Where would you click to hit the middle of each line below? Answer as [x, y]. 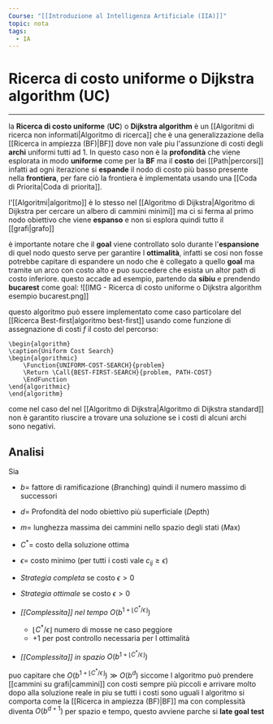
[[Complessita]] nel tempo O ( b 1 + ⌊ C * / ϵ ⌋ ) [85, 611]
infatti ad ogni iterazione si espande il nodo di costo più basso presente [128, 170]
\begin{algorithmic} [43, 359]
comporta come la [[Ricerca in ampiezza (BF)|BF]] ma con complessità [127, 701]
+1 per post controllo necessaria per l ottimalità [111, 638]
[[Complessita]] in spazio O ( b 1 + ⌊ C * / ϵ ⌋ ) [84, 655]
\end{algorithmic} [39, 387]
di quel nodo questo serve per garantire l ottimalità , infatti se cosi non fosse [136, 253]
